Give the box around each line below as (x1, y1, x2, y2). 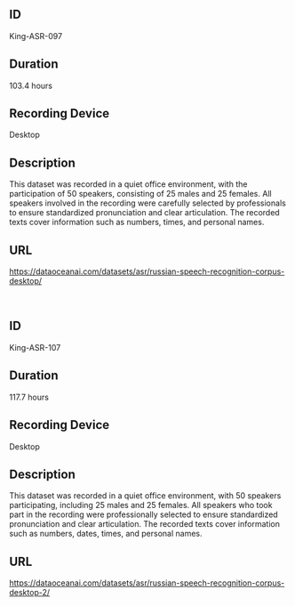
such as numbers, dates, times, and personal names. (9, 529, 203, 539)
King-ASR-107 (9, 342, 61, 352)
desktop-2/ (9, 587, 51, 598)
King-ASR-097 (9, 30, 63, 41)
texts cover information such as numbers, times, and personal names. (9, 217, 265, 228)
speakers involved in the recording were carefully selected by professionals (9, 198, 286, 208)
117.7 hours (9, 392, 49, 402)
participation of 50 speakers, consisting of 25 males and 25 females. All (9, 189, 273, 199)
